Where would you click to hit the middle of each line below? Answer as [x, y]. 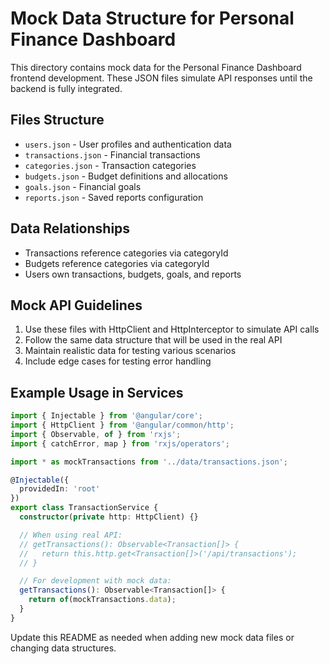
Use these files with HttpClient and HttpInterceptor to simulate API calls [172, 329]
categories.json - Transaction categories [110, 165]
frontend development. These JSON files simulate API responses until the [161, 78]
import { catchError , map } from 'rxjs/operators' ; [120, 443]
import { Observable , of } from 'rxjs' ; [96, 434]
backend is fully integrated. [66, 88]
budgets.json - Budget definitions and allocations [126, 176]
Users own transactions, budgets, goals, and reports [133, 274]
